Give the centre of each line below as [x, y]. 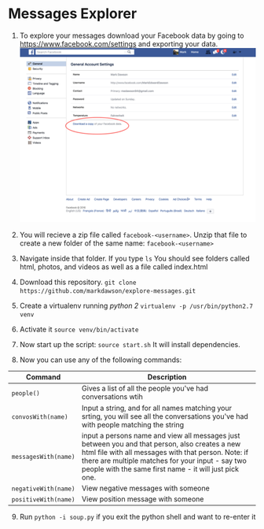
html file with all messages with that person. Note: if [165, 452]
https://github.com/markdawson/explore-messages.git [108, 291]
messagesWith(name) [43, 457]
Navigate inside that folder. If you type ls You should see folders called [134, 258]
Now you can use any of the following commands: [101, 360]
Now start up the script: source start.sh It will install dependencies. [130, 344]
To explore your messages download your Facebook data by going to [132, 35]
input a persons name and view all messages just [161, 435]
